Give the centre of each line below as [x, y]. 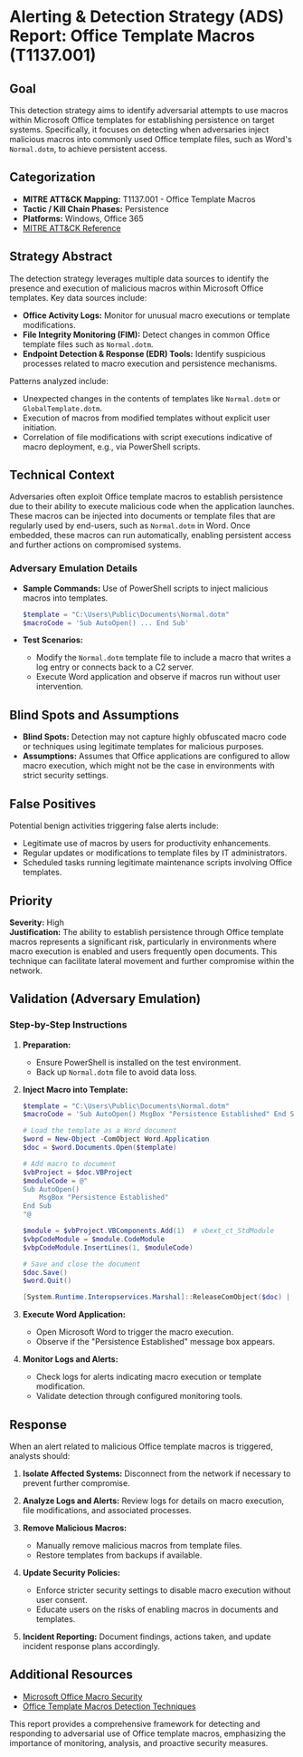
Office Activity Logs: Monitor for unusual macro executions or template [156, 315]
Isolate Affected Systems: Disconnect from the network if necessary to [156, 1473]
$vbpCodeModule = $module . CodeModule [94, 1239]
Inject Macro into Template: [75, 1089]
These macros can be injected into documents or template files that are [142, 516]
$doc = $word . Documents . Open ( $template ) [99, 1148]
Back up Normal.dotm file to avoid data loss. [116, 1072]
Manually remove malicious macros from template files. [139, 1546]
